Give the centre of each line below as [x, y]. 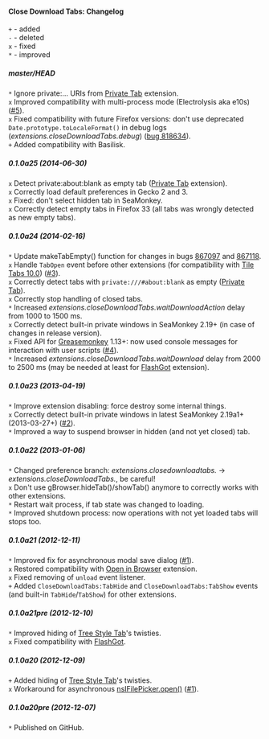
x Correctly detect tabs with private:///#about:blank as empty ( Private [126, 282]
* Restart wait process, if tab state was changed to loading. [106, 505]
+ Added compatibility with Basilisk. [67, 145]
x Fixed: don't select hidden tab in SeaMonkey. [86, 200]
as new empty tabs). [42, 218]
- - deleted [26, 38]
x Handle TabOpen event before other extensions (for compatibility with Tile [131, 265]
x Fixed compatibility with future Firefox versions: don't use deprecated [126, 119]
